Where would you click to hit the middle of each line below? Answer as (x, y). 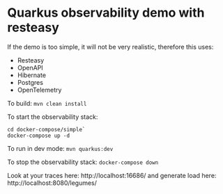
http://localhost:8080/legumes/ (52, 183)
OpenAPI (30, 67)
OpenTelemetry (39, 90)
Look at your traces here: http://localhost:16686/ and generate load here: (112, 175)
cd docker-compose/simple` (46, 129)
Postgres (30, 82)
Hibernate (32, 75)
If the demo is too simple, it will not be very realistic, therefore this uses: (110, 47)
